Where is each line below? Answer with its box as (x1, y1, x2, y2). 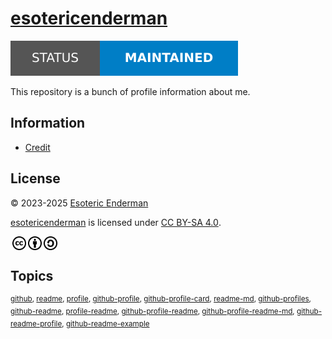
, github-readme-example (61, 318, 150, 329)
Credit (24, 141, 51, 153)
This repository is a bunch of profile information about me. (10, 85, 251, 97)
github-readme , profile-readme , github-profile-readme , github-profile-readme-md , (10, 307, 295, 317)
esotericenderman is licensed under (10, 216, 159, 228)
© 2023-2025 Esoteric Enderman (10, 197, 149, 209)
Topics (10, 267, 54, 284)
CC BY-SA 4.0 (160, 216, 219, 228)
